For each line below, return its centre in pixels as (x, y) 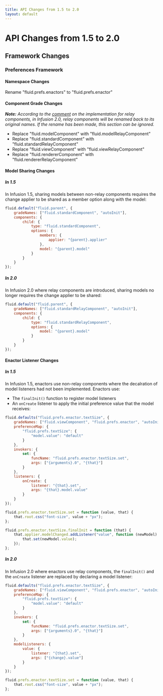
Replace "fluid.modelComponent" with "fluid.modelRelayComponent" (81, 134)
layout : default (21, 14)
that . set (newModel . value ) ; (50, 539)
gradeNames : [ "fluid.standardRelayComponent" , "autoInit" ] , (76, 309)
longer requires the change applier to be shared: (53, 296)
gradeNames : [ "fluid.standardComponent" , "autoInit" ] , (70, 213)
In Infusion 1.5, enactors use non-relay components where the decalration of (81, 384)
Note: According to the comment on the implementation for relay (70, 114)
